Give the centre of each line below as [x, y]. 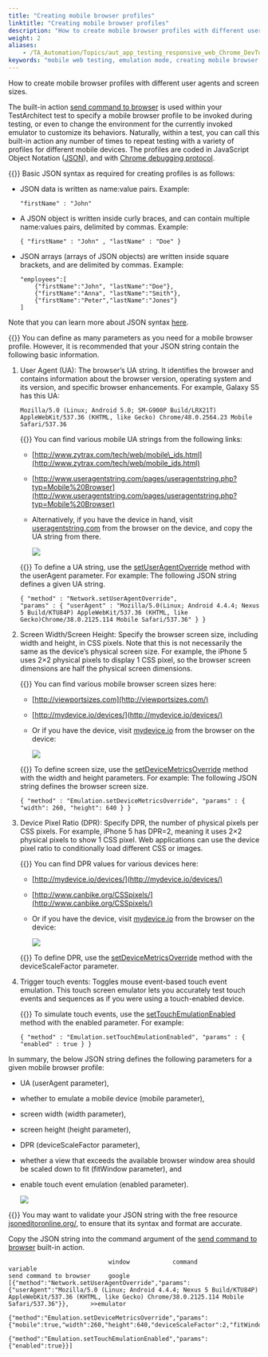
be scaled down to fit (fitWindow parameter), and [100, 1168]
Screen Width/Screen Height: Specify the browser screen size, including [139, 634]
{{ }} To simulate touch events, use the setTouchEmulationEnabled [128, 1014]
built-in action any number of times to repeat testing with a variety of [121, 141]
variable [23, 1269]
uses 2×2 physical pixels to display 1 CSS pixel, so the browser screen [135, 659]
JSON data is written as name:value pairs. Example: [104, 189]
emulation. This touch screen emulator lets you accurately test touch [132, 990]
